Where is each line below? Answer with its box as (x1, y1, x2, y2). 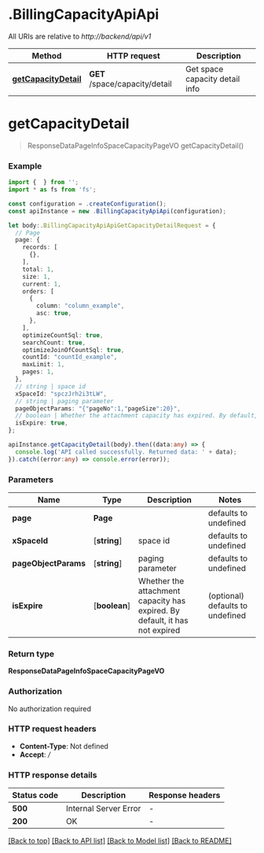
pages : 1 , (22, 368, 55, 376)
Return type (8, 648, 55, 659)
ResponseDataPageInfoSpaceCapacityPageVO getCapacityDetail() (27, 140, 244, 150)
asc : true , (36, 310, 72, 317)
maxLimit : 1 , (22, 361, 65, 369)
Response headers (148, 790, 221, 801)
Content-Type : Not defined (19, 741, 108, 751)
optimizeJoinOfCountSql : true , (22, 346, 125, 354)
